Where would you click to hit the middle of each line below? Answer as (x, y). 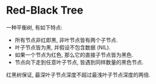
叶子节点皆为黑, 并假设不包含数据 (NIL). (63, 47)
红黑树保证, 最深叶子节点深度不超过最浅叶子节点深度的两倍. (78, 75)
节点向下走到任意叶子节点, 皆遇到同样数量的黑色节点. (79, 62)
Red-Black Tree (45, 10)
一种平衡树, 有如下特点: (35, 27)
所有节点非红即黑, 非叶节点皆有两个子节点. (66, 40)
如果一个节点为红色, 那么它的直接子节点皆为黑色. (74, 54)
